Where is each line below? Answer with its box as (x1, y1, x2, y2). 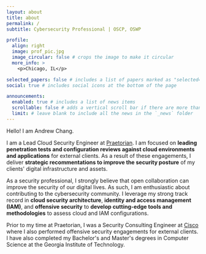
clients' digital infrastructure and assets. (6, 165, 108, 172)
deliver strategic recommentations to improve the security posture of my (6, 159, 195, 166)
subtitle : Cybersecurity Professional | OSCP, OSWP (6, 26, 141, 32)
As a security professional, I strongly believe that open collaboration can (6, 177, 189, 184)
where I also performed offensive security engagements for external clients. (6, 228, 199, 235)
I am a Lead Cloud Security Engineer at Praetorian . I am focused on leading (6, 139, 197, 146)
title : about (6, 15, 40, 21)
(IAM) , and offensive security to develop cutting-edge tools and (6, 203, 173, 210)
